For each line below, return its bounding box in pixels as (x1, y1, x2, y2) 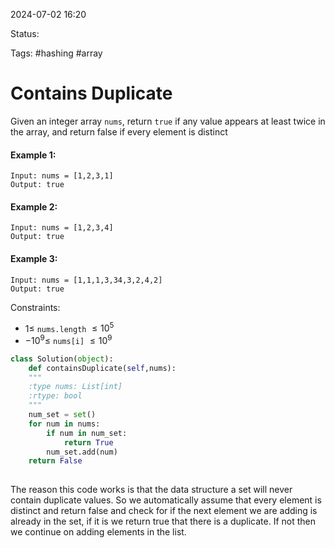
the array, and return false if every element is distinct (10, 125, 228, 138)
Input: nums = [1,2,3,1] (10, 171, 114, 181)
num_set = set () (28, 410, 97, 420)
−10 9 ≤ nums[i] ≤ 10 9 (24, 333, 113, 346)
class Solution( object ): (10, 354, 114, 364)
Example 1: (10, 149, 57, 161)
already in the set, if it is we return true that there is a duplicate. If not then (10, 515, 317, 528)
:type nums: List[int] (28, 382, 123, 392)
